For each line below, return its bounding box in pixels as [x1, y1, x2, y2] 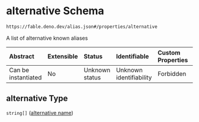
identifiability [115, 73, 152, 81]
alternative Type [6, 94, 68, 104]
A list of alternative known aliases [6, 34, 88, 41]
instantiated [9, 73, 42, 81]
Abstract [9, 52, 34, 60]
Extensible [47, 52, 78, 60]
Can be [9, 66, 30, 74]
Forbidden [158, 69, 187, 78]
